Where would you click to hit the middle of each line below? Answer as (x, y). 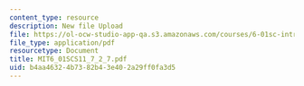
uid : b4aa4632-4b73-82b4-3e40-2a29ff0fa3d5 (93, 68)
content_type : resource (54, 17)
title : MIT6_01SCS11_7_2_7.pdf (68, 59)
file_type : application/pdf (62, 43)
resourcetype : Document (54, 51)
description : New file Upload (66, 26)
